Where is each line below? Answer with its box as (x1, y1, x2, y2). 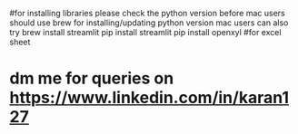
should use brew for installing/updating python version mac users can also (9, 17, 289, 28)
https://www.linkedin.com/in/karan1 (9, 88, 289, 108)
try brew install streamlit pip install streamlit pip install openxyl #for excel (9, 27, 282, 37)
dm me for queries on (9, 68, 174, 89)
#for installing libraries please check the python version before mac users (9, 8, 286, 18)
